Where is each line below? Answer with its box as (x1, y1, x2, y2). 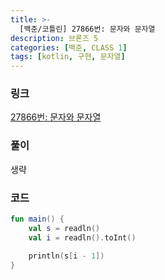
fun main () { (10, 214, 65, 225)
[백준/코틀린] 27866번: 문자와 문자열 (19, 24, 156, 34)
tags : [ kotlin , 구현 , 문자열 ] (10, 52, 126, 62)
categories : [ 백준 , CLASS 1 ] (10, 42, 128, 53)
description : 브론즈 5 (10, 33, 99, 43)
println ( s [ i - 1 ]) (28, 251, 105, 261)
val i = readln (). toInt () (28, 232, 137, 243)
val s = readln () (28, 223, 101, 233)
